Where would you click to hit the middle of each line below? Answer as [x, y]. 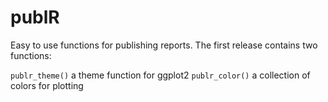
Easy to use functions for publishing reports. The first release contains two [164, 45]
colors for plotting [47, 85]
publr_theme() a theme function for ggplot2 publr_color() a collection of [160, 75]
